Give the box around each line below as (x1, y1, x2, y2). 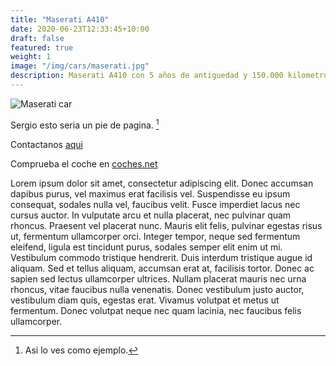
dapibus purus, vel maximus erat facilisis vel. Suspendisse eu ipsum (10, 187, 291, 200)
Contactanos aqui (10, 138, 84, 150)
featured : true (10, 42, 74, 53)
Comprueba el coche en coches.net (10, 157, 158, 170)
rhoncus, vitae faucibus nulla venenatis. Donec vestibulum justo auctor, (10, 283, 305, 295)
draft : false (10, 33, 65, 43)
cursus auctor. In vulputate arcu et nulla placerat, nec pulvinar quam (10, 209, 292, 221)
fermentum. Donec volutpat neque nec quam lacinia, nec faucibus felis (10, 304, 302, 316)
